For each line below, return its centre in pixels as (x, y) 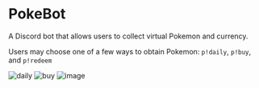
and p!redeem (30, 60)
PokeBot (37, 14)
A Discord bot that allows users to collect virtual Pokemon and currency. (128, 36)
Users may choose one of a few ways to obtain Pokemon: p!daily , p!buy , (130, 51)
